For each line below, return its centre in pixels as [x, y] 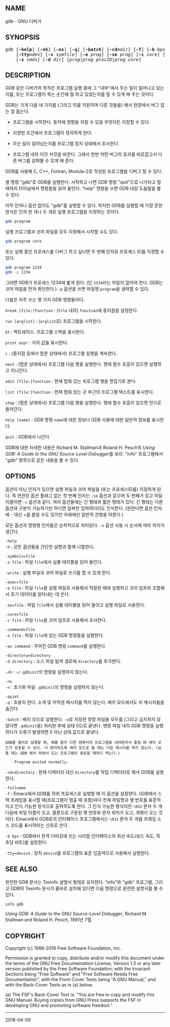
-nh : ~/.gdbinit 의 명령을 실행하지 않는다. [47, 672]
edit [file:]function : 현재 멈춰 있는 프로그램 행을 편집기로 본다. [71, 381]
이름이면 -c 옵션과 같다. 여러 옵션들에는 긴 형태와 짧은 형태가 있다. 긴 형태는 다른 [84, 502]
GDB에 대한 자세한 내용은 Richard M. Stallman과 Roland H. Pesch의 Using [80, 448]
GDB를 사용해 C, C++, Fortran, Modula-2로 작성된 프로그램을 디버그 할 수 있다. [84, 171]
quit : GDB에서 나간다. [28, 436]
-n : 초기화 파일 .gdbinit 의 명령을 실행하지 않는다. [55, 687]
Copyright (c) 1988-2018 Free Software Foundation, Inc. [63, 948]
